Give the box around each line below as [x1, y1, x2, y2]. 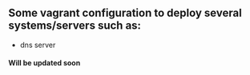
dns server [19, 40, 56, 49]
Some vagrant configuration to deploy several [8, 6, 242, 20]
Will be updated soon [8, 58, 81, 68]
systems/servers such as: [8, 19, 142, 33]
